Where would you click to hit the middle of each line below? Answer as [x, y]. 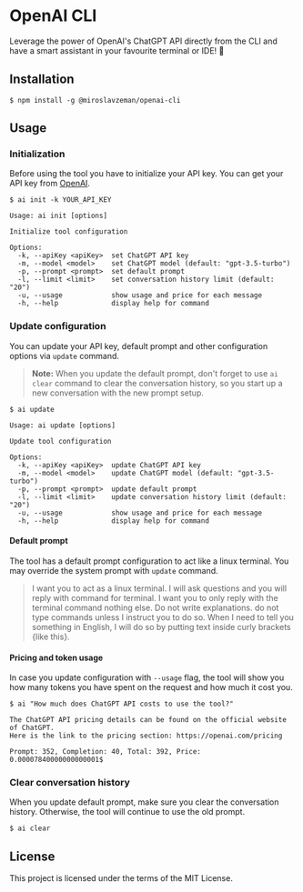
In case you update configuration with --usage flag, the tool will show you [147, 677]
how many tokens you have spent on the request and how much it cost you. [151, 687]
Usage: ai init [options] [58, 216]
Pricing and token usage [56, 657]
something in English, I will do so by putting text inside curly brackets [161, 626]
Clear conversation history [70, 783]
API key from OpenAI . [50, 184]
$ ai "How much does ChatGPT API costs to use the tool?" [121, 704]
